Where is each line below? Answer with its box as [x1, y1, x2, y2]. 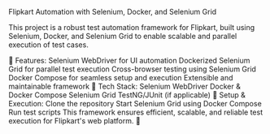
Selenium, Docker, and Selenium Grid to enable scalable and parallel [8, 32, 237, 41]
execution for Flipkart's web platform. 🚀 [8, 116, 141, 125]
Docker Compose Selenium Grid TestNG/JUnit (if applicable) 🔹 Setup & [8, 90, 246, 100]
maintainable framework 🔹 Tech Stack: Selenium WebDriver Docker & [8, 81, 242, 91]
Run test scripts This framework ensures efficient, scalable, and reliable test [8, 107, 263, 117]
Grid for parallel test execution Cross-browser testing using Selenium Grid [8, 64, 256, 74]
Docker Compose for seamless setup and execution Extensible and [8, 73, 233, 82]
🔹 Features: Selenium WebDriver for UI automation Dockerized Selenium [8, 56, 250, 65]
